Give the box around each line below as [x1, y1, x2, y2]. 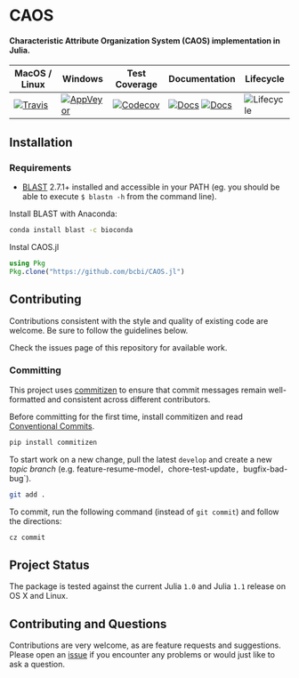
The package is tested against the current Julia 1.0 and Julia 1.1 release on [9, 581, 287, 592]
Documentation [168, 73, 236, 85]
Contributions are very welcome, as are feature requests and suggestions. [9, 640, 282, 650]
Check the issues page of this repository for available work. [9, 342, 228, 352]
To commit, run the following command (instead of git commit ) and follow [9, 506, 279, 517]
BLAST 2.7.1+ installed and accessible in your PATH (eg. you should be [21, 182, 280, 192]
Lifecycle [244, 73, 285, 85]
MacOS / [14, 68, 53, 80]
